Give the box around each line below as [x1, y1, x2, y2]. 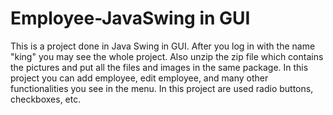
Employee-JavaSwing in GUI [10, 7, 251, 30]
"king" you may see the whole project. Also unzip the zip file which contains [10, 50, 324, 62]
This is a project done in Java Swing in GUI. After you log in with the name [10, 40, 316, 52]
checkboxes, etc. [10, 93, 82, 105]
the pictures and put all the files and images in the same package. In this [10, 61, 309, 73]
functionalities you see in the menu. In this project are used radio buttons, [10, 82, 314, 94]
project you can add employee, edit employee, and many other [10, 72, 269, 84]
